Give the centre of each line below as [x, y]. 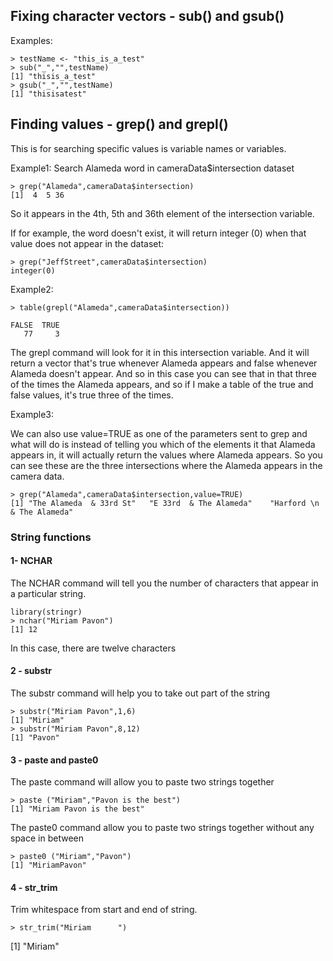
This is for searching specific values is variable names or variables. [148, 148]
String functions [51, 537]
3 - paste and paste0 [54, 760]
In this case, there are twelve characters [93, 648]
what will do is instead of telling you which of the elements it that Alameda [163, 444]
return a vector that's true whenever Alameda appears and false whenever [164, 363]
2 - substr [31, 671]
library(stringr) [46, 612]
